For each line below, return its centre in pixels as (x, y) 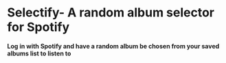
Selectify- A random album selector (111, 13)
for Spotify (38, 27)
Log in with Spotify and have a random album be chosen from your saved (113, 46)
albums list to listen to (39, 53)
